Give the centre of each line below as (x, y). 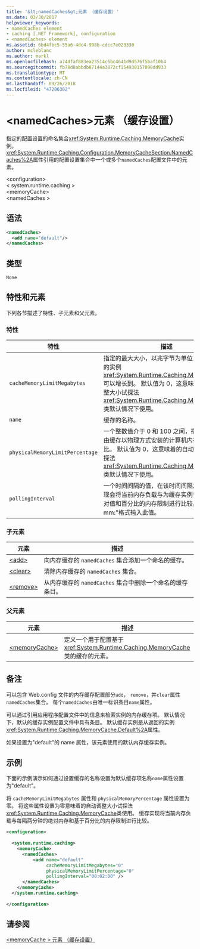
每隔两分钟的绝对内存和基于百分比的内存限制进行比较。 (84, 821)
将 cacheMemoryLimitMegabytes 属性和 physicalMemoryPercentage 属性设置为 (98, 798)
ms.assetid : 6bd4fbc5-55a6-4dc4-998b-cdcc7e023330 (70, 45)
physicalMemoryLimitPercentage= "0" (90, 871)
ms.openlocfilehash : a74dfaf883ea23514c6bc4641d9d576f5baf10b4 (86, 61)
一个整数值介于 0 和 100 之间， (147, 431)
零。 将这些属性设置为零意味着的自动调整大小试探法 (69, 806)
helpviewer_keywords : (33, 23)
